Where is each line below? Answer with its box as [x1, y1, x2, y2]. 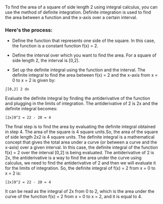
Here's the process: [5, 26, 53, 33]
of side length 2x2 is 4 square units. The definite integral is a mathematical [5, 134, 155, 140]
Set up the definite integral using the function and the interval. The [12, 67, 146, 73]
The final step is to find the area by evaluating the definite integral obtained [5, 124, 156, 130]
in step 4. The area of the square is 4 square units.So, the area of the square [5, 129, 158, 135]
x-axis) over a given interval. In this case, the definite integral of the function [5, 144, 158, 150]
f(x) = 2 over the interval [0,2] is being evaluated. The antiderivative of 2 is [5, 150, 154, 156]
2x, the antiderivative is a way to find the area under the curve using [5, 155, 142, 161]
